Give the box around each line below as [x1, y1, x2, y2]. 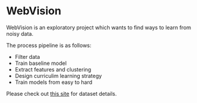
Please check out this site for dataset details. [6, 90, 117, 97]
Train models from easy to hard [14, 79, 93, 86]
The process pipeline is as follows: [6, 42, 92, 49]
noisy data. [6, 30, 34, 37]
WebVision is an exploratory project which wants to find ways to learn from [6, 24, 192, 31]
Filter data [14, 53, 40, 60]
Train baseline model [14, 60, 67, 67]
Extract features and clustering [14, 65, 92, 73]
